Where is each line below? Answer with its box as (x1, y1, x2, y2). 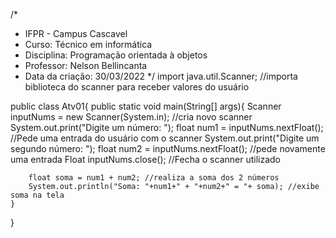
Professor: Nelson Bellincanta (24, 60, 148, 71)
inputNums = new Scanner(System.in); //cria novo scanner (10, 111, 253, 123)
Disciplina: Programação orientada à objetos (24, 49, 208, 61)
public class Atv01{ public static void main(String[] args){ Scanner (10, 100, 282, 112)
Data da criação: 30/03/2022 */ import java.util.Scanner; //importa (24, 70, 298, 82)
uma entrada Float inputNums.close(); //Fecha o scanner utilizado (10, 154, 281, 165)
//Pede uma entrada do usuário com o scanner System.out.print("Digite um (10, 132, 320, 144)
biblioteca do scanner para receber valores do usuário (24, 81, 250, 93)
